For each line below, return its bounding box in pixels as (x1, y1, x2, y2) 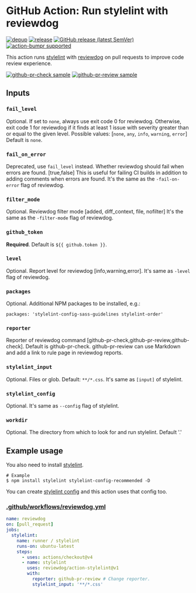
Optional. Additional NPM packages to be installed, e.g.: (6, 300, 140, 307)
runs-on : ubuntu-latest (16, 543, 75, 549)
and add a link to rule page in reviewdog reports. (6, 349, 123, 356)
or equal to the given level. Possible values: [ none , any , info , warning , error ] (6, 130, 188, 137)
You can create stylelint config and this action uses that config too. (6, 488, 168, 495)
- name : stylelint (21, 560, 67, 565)
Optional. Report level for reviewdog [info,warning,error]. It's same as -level (6, 267, 191, 274)
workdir (6, 416, 28, 423)
